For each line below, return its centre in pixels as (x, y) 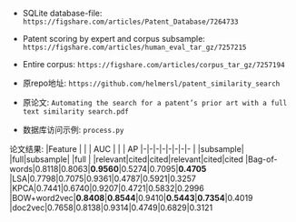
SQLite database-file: (62, 13)
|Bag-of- (261, 159)
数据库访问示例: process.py (73, 130)
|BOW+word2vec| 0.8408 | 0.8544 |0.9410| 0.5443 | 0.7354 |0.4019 (131, 198)
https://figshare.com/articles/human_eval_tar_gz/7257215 (134, 47)
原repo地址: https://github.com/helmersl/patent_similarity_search (151, 83)
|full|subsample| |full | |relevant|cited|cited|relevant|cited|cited (126, 159)
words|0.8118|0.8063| (50, 169)
